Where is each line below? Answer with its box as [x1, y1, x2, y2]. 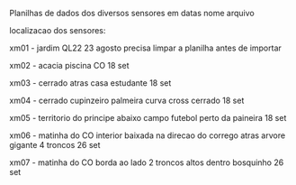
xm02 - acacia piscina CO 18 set [9, 60, 130, 70]
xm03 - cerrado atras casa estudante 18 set [9, 78, 172, 88]
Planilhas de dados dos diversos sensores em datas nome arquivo [9, 8, 255, 18]
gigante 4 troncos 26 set [9, 140, 101, 150]
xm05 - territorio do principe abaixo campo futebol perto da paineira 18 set [9, 113, 287, 123]
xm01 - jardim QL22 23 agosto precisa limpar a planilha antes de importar [9, 42, 282, 53]
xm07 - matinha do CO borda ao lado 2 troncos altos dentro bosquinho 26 [9, 157, 284, 168]
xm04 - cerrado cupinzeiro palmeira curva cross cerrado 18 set [9, 95, 245, 106]
